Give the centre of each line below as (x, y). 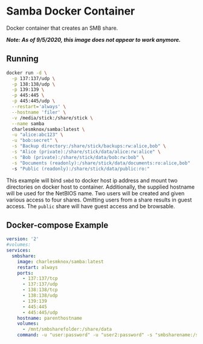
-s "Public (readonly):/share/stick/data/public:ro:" (81, 169)
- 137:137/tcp (40, 278)
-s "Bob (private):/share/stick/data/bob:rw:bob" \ (78, 157)
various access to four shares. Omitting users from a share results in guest (99, 200)
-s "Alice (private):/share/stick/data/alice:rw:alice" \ (86, 152)
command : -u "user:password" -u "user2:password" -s (85, 335)
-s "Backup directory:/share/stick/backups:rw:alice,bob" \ (89, 146)
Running (23, 59)
